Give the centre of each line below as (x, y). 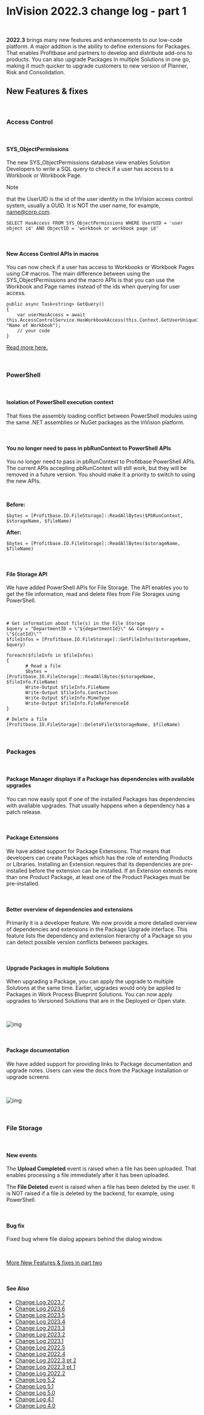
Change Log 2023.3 (40, 1328)
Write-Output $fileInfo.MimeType (68, 698)
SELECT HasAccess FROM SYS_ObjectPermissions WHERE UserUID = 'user (95, 223)
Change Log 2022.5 (40, 1347)
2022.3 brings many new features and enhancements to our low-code (95, 40)
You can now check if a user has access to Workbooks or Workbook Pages (100, 267)
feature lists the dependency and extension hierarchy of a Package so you (99, 936)
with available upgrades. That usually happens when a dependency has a (98, 806)
